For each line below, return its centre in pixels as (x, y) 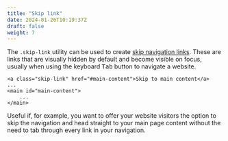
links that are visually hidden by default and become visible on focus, (104, 60)
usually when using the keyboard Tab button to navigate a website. (102, 66)
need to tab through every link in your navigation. (76, 130)
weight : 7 (21, 33)
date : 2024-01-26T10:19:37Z (47, 20)
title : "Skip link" (35, 13)
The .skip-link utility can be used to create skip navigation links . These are (114, 52)
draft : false (26, 26)
